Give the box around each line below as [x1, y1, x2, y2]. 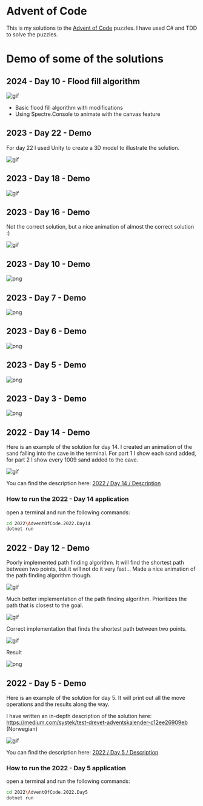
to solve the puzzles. [6, 30, 58, 38]
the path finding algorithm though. [6, 572, 92, 579]
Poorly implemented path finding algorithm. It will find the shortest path [6, 559, 184, 566]
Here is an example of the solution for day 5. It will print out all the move [6, 694, 186, 701]
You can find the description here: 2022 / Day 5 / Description [6, 748, 159, 756]
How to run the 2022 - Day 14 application [6, 495, 129, 503]
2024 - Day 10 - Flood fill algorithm [6, 76, 141, 86]
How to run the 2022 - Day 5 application [6, 764, 126, 772]
